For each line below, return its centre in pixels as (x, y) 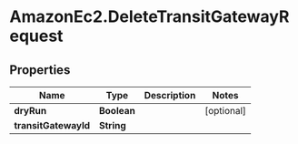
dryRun (30, 111)
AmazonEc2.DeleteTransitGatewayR (149, 17)
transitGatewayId (52, 125)
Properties (40, 70)
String (113, 125)
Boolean (117, 111)
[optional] (225, 111)
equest (36, 36)
